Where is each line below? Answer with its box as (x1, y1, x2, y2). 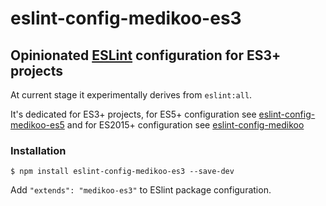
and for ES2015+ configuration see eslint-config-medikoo (66, 119, 305, 131)
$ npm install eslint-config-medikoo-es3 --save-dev (10, 167, 235, 177)
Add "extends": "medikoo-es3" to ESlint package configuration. (10, 184, 272, 196)
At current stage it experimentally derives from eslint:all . (10, 89, 253, 101)
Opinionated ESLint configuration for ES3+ (10, 47, 282, 64)
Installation (10, 143, 67, 157)
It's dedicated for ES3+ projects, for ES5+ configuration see (10, 108, 257, 120)
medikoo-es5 (10, 119, 65, 131)
